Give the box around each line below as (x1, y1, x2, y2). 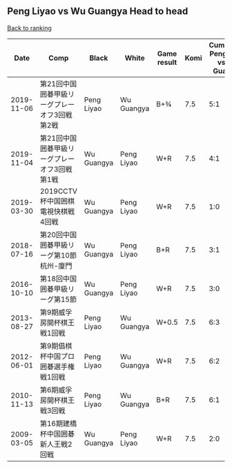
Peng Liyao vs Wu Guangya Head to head (7, 6, 188, 17)
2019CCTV (39, 186, 78, 196)
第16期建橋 (39, 419, 77, 428)
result (157, 57, 177, 67)
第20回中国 (39, 230, 77, 239)
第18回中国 (39, 274, 77, 283)
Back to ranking (7, 23, 52, 32)
